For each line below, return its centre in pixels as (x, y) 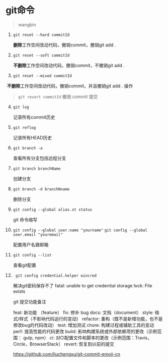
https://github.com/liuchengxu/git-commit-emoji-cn (66, 354)
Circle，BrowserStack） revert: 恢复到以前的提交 (64, 344)
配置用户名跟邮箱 (31, 244)
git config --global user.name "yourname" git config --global (80, 230)
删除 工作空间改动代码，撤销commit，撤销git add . (64, 45)
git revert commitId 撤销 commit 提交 (58, 96)
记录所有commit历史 (34, 117)
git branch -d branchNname (41, 189)
